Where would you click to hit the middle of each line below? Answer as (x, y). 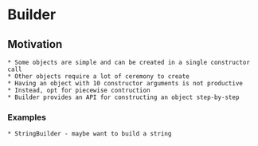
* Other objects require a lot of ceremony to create (99, 77)
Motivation (35, 44)
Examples (27, 117)
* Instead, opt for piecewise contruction (79, 90)
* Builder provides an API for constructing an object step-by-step (123, 97)
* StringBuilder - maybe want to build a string (90, 134)
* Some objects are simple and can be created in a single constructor (129, 62)
